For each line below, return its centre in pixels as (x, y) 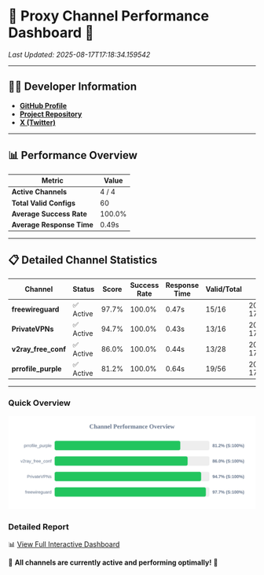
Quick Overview (39, 403)
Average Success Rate (49, 214)
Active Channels (39, 192)
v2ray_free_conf (39, 348)
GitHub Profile (43, 105)
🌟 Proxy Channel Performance (109, 16)
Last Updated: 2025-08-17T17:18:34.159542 (79, 54)
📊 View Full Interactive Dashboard (64, 544)
